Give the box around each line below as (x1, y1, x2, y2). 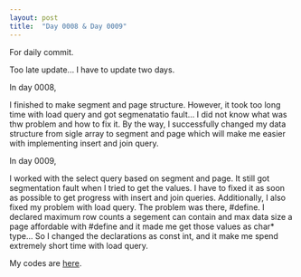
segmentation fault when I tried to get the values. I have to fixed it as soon (9, 182, 286, 193)
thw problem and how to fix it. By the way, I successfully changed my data (9, 119, 287, 129)
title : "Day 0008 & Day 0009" (9, 22, 127, 31)
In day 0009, (9, 155, 57, 166)
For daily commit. (9, 46, 74, 57)
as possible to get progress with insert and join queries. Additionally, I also (9, 192, 287, 203)
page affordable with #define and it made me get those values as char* (9, 221, 275, 232)
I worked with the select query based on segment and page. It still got (9, 173, 269, 184)
